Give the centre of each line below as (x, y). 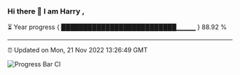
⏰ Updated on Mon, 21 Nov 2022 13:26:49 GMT (77, 50)
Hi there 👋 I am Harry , (46, 11)
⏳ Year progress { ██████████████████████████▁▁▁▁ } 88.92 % (117, 27)
